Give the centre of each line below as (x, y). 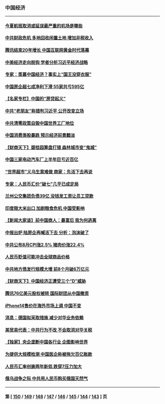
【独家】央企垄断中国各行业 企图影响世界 (47, 342)
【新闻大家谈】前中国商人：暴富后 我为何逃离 (51, 220)
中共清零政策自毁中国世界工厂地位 (40, 123)
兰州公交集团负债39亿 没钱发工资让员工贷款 (49, 196)
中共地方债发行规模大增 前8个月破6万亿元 (47, 269)
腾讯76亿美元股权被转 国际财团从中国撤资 (47, 293)
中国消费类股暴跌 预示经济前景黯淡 (40, 135)
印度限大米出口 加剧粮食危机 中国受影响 (45, 208)
